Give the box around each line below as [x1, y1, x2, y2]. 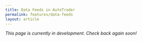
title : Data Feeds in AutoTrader [5, 7, 76, 12]
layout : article [5, 16, 39, 21]
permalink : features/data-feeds [5, 12, 73, 17]
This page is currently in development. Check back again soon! [5, 30, 137, 36]
